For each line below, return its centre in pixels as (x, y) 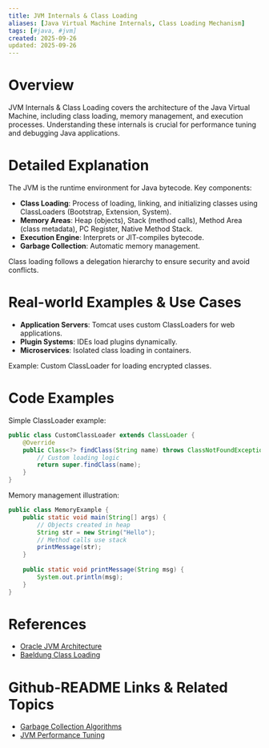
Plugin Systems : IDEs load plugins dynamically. (98, 341)
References (47, 624)
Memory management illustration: (64, 495)
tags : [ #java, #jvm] (43, 30)
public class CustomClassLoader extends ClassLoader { (102, 435)
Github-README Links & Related (118, 687)
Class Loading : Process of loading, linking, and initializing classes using (139, 203)
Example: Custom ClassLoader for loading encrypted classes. (110, 365)
